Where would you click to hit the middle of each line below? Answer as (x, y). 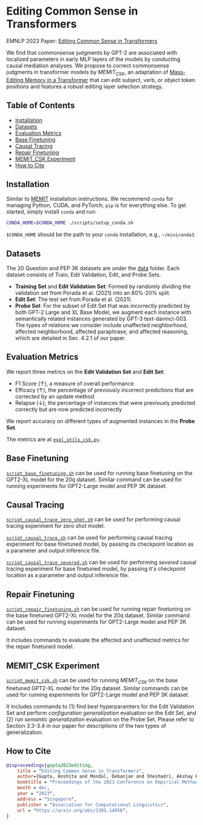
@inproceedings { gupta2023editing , (50, 765)
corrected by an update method (55, 396)
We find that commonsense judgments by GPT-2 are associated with (92, 52)
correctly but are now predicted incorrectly (69, 409)
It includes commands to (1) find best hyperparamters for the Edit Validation (100, 706)
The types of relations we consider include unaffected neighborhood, (101, 325)
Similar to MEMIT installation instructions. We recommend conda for (90, 199)
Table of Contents (41, 105)
